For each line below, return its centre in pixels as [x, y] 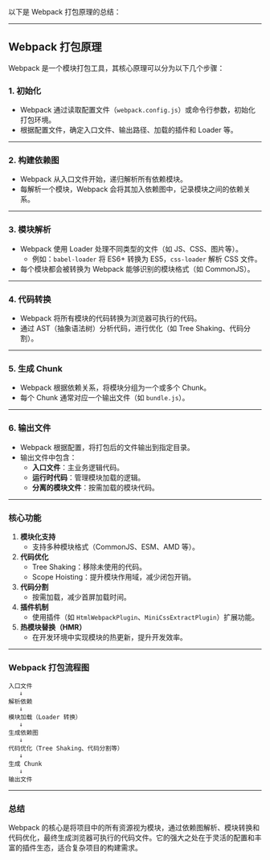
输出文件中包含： [48, 457]
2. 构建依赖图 [34, 161]
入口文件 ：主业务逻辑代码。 [78, 467]
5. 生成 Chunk [35, 368]
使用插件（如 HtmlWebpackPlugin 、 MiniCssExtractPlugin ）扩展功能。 [145, 616]
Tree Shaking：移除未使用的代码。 [89, 567]
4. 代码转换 [30, 299]
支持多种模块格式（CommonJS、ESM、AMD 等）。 [115, 547]
